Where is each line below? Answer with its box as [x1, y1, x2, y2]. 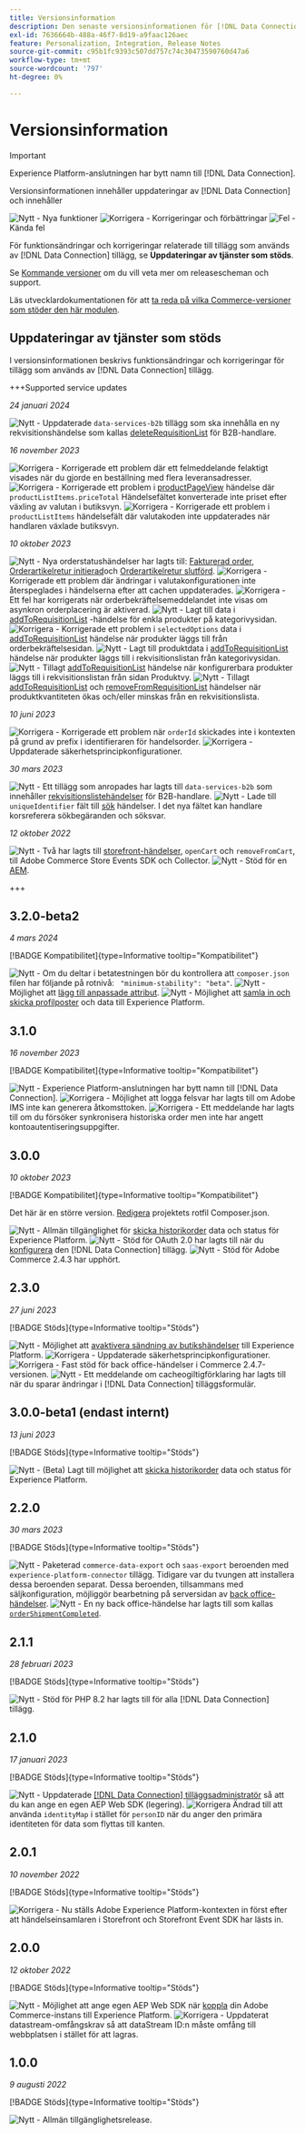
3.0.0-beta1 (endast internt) [9, 1405, 170, 1420]
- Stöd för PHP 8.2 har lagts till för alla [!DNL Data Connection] [35, 1694, 270, 1705]
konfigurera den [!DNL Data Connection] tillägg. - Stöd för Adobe [9, 1244, 280, 1255]
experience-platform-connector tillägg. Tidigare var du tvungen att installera [9, 1570, 295, 1580]
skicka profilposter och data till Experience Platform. [9, 997, 205, 1008]
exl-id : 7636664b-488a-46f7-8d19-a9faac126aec [9, 30, 189, 39]
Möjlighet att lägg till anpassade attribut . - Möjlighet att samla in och [9, 987, 290, 998]
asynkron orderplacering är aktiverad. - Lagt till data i [9, 604, 236, 615]
